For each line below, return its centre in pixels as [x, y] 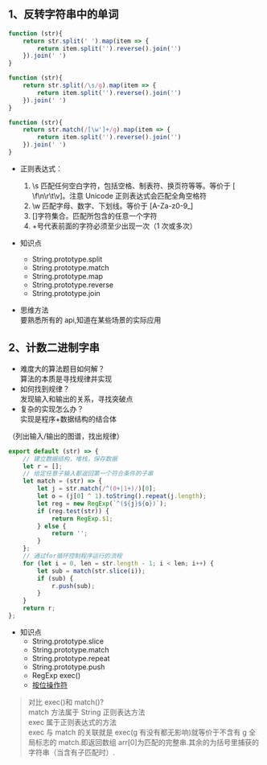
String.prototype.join [66, 293]
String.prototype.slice [68, 641]
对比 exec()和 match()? [66, 701]
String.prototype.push [68, 667]
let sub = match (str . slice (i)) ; [92, 571]
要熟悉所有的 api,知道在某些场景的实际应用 [90, 319]
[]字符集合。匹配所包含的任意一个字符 [94, 216]
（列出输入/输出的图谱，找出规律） [66, 436]
